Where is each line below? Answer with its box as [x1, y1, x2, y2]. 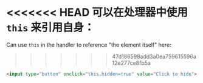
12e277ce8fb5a [112, 59, 151, 67]
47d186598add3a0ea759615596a [112, 53, 196, 60]
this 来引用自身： [6, 21, 95, 35]
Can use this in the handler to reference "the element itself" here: [6, 41, 171, 48]
